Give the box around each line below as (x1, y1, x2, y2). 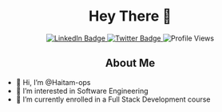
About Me (105, 56, 156, 70)
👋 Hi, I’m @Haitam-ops (15, 77, 91, 87)
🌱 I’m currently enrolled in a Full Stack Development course (15, 95, 211, 104)
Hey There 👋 (89, 7, 172, 25)
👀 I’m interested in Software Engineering (15, 86, 149, 95)
